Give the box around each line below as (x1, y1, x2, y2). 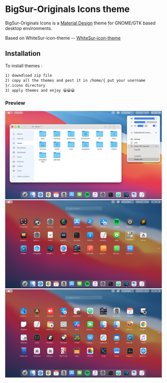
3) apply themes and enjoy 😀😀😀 (5, 88, 75, 93)
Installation (5, 49, 41, 58)
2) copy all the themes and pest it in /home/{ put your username (5, 78, 146, 83)
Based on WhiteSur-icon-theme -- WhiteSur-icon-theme (5, 35, 121, 41)
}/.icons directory (5, 83, 46, 88)
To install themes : (5, 62, 43, 68)
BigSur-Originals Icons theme (5, 3, 130, 15)
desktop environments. (5, 25, 52, 31)
